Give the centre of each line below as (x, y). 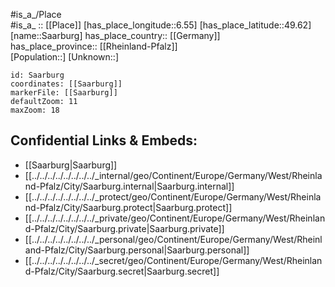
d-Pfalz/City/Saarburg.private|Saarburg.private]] (124, 228)
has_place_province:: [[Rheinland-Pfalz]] (94, 46)
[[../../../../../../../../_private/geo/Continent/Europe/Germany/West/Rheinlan (175, 218)
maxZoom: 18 (35, 110)
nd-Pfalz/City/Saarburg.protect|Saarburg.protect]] (128, 207)
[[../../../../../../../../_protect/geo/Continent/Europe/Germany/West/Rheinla (173, 196)
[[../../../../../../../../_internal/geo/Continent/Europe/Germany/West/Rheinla (173, 175)
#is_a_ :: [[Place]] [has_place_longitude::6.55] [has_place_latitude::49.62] (161, 25)
